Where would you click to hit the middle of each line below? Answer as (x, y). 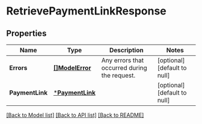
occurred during (124, 68)
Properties (26, 33)
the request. (118, 75)
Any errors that (123, 60)
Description (126, 50)
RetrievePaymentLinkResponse (86, 11)
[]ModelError (72, 68)
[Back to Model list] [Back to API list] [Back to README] (75, 115)
